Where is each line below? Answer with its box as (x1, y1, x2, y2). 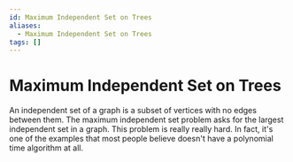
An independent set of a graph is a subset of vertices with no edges (9, 105, 257, 116)
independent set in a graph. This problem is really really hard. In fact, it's (9, 124, 274, 135)
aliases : (9, 21, 42, 30)
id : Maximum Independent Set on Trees (9, 12, 152, 22)
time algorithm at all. (9, 143, 84, 153)
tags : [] (9, 37, 42, 47)
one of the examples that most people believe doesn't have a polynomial (9, 134, 274, 144)
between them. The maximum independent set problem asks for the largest (9, 114, 284, 125)
